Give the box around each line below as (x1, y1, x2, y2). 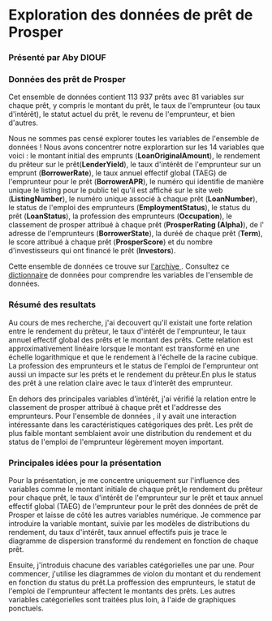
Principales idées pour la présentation (8, 457, 162, 468)
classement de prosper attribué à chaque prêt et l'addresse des (8, 402, 222, 412)
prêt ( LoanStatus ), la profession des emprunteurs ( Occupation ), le (8, 211, 233, 221)
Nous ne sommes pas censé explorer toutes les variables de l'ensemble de (8, 134, 260, 144)
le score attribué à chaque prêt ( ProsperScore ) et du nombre (8, 237, 214, 247)
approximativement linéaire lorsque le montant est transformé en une (8, 343, 240, 353)
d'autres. (8, 118, 39, 127)
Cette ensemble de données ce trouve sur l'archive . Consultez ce (8, 261, 230, 271)
